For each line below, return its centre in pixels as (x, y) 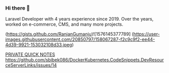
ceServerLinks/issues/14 (31, 65)
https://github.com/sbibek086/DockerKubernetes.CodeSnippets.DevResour (85, 60)
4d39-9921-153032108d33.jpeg (39, 45)
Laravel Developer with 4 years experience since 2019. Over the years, (79, 19)
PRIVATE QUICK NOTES (30, 54)
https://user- (147, 34)
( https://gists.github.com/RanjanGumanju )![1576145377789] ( (69, 34)
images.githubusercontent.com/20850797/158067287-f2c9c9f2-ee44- (80, 39)
